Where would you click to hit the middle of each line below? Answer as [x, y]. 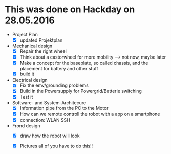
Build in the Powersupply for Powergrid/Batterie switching [81, 91]
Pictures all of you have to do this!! [56, 146]
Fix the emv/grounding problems [54, 85]
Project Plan [25, 34]
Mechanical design [32, 46]
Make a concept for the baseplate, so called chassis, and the [84, 63]
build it [27, 74]
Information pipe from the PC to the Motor [64, 108]
